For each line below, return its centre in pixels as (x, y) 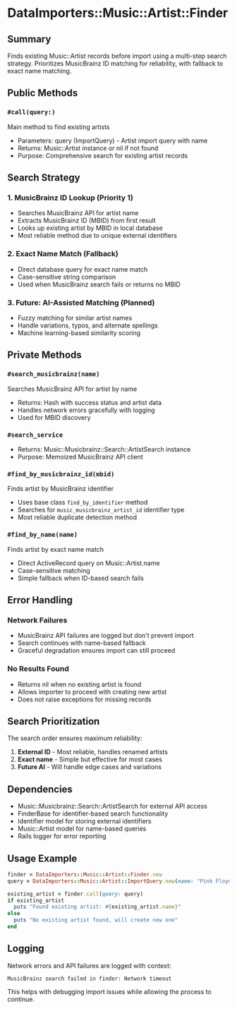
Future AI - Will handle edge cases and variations (90, 767)
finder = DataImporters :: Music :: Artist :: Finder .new (85, 874)
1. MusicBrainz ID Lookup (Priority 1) (71, 198)
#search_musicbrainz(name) (54, 374)
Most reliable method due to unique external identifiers (97, 236)
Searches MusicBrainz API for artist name (78, 213)
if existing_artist (36, 900)
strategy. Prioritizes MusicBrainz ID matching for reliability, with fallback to (115, 64)
